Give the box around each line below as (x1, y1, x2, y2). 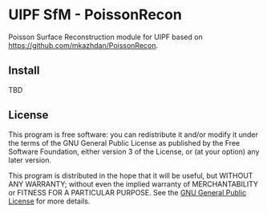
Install (8, 64, 40, 78)
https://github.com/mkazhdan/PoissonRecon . (8, 40, 159, 50)
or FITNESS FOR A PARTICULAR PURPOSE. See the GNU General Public (8, 187, 247, 197)
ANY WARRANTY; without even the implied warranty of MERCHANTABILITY (8, 179, 259, 189)
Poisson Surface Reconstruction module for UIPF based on (8, 32, 203, 42)
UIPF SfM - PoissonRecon (8, 6, 182, 24)
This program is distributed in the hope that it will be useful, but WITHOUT (8, 171, 253, 180)
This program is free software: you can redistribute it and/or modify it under (8, 130, 258, 139)
